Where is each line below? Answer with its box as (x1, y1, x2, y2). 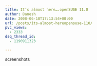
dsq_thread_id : (5, 34, 36, 39)
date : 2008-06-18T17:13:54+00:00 (5, 16, 73, 21)
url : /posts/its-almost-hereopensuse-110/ (5, 20, 93, 26)
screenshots (5, 56, 30, 62)
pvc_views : (5, 25, 27, 30)
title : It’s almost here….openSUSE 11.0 (5, 7, 89, 12)
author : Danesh (5, 12, 36, 16)
